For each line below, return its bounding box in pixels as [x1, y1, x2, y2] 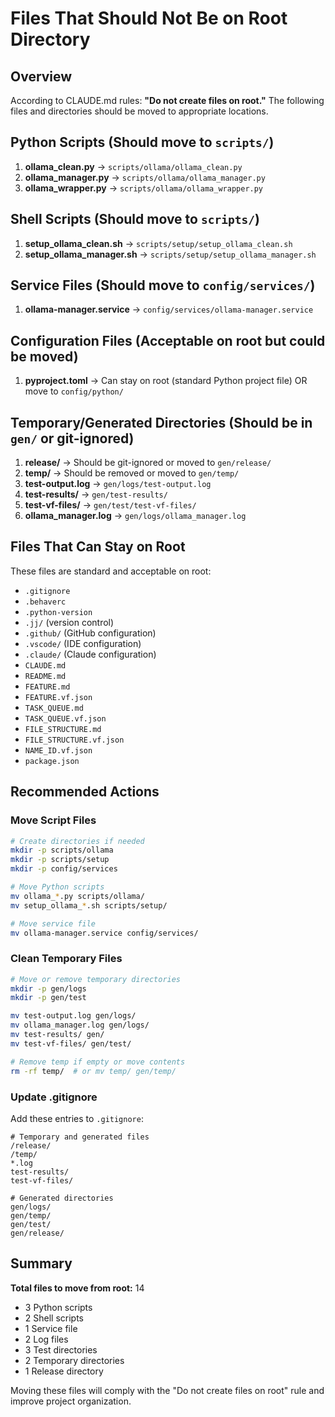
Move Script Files [10, 813, 97, 827]
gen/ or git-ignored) [10, 430, 135, 447]
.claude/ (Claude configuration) [24, 648, 157, 660]
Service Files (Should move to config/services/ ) [10, 277, 316, 294]
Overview [10, 68, 73, 85]
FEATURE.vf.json [24, 692, 93, 702]
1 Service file [24, 1322, 78, 1334]
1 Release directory [24, 1365, 104, 1377]
